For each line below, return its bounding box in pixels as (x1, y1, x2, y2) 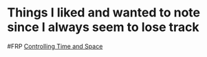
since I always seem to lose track (7, 19, 199, 35)
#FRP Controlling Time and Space (7, 42, 103, 50)
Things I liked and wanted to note (7, 5, 201, 21)
